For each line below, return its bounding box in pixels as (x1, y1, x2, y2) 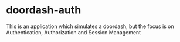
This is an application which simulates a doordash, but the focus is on (6, 23, 174, 30)
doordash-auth (6, 3, 81, 17)
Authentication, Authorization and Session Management (6, 29, 141, 36)
